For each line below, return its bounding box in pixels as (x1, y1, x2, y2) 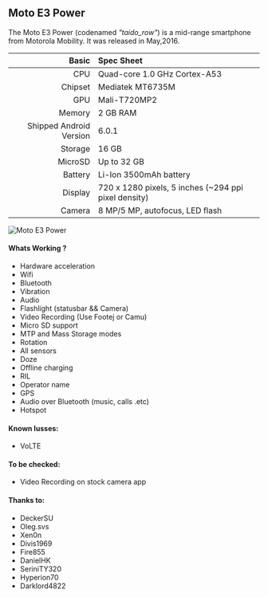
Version (61, 130, 90, 141)
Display (62, 187, 90, 198)
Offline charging (19, 363, 73, 373)
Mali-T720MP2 (98, 94, 158, 105)
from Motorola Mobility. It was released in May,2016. (8, 36, 180, 45)
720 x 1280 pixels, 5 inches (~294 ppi (98, 182, 243, 193)
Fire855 (19, 547, 45, 556)
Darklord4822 (19, 581, 66, 591)
